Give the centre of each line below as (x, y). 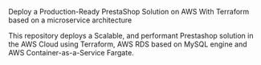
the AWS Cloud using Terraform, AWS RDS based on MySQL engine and (128, 44)
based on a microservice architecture (70, 20)
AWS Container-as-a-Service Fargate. (71, 53)
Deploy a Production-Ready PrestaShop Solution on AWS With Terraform (129, 12)
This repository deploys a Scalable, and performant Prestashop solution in (131, 36)
